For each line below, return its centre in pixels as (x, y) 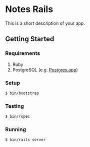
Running (16, 129)
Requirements (23, 53)
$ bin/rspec (17, 117)
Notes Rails (29, 9)
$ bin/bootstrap (22, 93)
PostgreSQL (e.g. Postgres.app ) (45, 69)
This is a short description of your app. (45, 23)
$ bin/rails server (25, 140)
